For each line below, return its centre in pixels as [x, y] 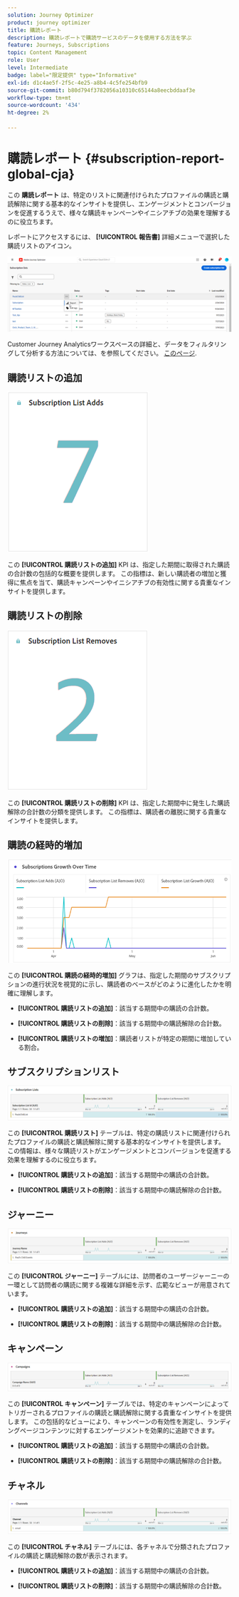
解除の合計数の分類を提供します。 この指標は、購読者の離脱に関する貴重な [117, 812]
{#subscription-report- [155, 159]
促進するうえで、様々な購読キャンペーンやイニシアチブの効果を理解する [125, 212]
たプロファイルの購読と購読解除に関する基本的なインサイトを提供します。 [116, 1142]
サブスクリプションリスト [63, 1072]
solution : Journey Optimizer [51, 15]
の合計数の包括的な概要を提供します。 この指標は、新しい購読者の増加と [114, 573]
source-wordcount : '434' [44, 105]
